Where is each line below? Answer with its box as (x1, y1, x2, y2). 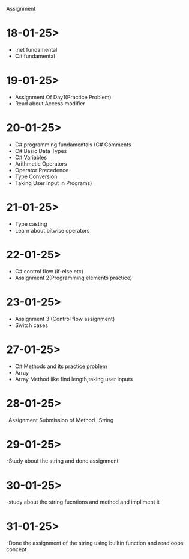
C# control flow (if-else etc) (14, 267, 84, 275)
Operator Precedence (14, 166, 69, 173)
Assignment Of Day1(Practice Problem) (14, 93, 112, 101)
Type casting (14, 220, 47, 228)
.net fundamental (14, 46, 58, 53)
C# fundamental (14, 52, 55, 60)
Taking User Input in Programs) (14, 179, 92, 186)
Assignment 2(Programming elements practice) (14, 274, 133, 281)
